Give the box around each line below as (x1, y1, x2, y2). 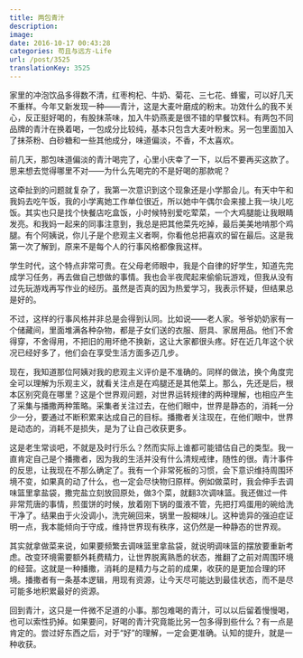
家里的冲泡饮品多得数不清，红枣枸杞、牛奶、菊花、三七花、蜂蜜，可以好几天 (9, 89, 294, 100)
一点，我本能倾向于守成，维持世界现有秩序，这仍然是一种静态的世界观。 (16, 521, 286, 531)
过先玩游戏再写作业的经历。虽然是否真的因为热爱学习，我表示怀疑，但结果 (9, 282, 286, 294)
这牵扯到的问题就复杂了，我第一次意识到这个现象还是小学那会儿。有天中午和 (9, 184, 294, 195)
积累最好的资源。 (40, 585, 105, 597)
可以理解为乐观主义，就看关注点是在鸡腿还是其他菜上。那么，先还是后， (16, 377, 286, 389)
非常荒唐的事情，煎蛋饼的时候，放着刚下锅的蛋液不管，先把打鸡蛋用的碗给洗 (9, 498, 294, 509)
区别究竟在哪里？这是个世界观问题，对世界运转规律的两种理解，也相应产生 (16, 389, 294, 399)
